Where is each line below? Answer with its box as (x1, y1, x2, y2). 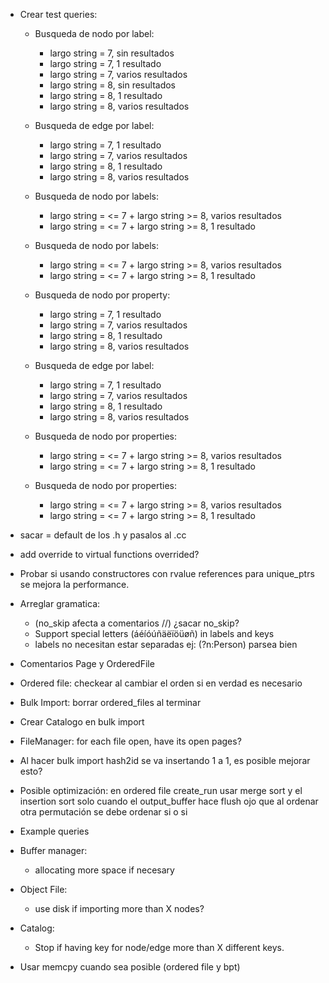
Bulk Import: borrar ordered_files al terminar (19, 697, 202, 708)
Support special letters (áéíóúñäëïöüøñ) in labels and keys (34, 628, 275, 639)
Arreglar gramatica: (19, 598, 101, 609)
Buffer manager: (19, 845, 88, 856)
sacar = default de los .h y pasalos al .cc (19, 529, 187, 541)
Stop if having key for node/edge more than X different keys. (34, 942, 285, 953)
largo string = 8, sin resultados (49, 79, 176, 91)
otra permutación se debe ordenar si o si (19, 806, 188, 818)
